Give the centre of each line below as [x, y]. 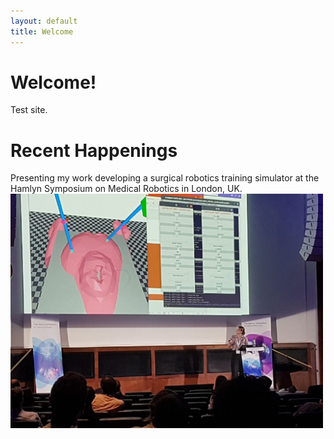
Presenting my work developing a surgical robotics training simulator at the [165, 178]
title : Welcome [42, 31]
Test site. [29, 110]
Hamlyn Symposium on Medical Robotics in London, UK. [126, 189]
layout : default [44, 21]
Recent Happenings [94, 150]
